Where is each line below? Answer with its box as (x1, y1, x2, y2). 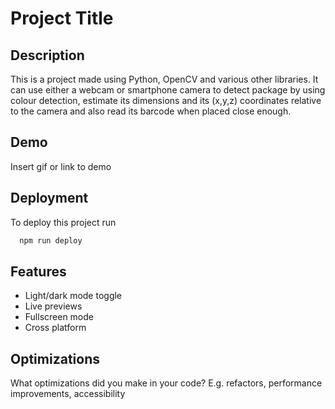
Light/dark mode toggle (24, 290, 123, 302)
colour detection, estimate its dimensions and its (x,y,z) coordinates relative (10, 95, 322, 106)
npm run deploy (19, 235, 83, 246)
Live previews (24, 300, 83, 312)
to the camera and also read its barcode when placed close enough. (10, 105, 292, 117)
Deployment (10, 190, 89, 207)
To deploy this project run (10, 216, 117, 228)
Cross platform (24, 322, 87, 334)
